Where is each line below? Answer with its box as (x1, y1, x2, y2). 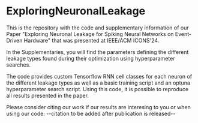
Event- (175, 30, 192, 37)
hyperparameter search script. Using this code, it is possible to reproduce (6, 85, 189, 92)
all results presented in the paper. (6, 92, 89, 99)
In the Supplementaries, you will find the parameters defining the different (6, 48, 189, 55)
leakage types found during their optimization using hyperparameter (6, 55, 175, 62)
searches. (6, 61, 31, 68)
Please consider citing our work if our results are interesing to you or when (6, 103, 191, 110)
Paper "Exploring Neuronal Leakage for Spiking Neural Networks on (6, 30, 174, 37)
